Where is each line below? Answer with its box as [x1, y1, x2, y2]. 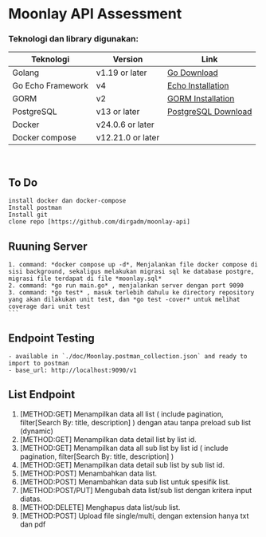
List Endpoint [8, 388, 76, 401]
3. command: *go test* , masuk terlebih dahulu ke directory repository [8, 289, 255, 297]
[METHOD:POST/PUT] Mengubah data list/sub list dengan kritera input [19, 485, 252, 495]
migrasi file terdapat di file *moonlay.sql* [8, 274, 162, 283]
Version [112, 53, 143, 65]
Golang [12, 67, 40, 78]
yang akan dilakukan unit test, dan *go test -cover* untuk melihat [8, 296, 241, 304]
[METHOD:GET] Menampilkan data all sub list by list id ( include [19, 443, 229, 452]
